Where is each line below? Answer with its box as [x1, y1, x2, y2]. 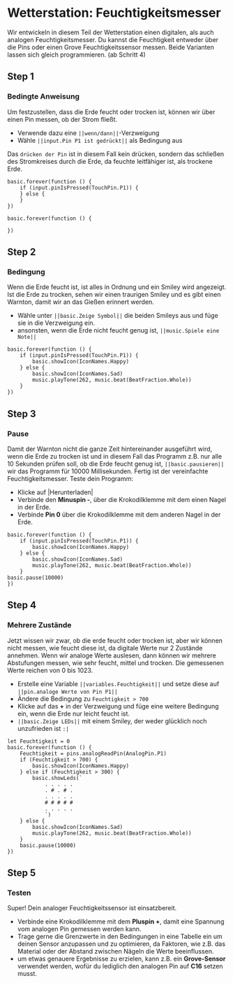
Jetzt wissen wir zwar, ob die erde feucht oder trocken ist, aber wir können [7, 636, 223, 645]
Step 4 [7, 599, 37, 611]
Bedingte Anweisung [7, 92, 80, 102]
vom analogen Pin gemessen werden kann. [17, 925, 142, 933]
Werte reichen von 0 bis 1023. [7, 666, 93, 674]
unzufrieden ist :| [17, 724, 70, 732]
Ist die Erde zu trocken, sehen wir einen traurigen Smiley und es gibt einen [7, 291, 221, 299]
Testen [7, 888, 31, 898]
